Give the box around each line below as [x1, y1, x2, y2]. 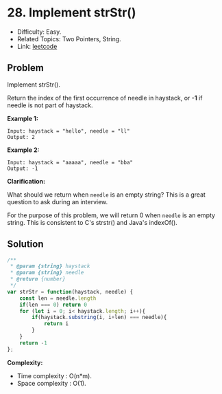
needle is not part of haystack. [7, 101, 94, 109]
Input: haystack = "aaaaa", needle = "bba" [7, 159, 134, 166]
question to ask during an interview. [7, 197, 108, 206]
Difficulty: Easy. [16, 28, 62, 36]
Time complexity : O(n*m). [16, 371, 92, 380]
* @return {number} [10, 276, 66, 283]
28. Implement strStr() [7, 5, 136, 21]
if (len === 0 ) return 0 [19, 301, 88, 308]
